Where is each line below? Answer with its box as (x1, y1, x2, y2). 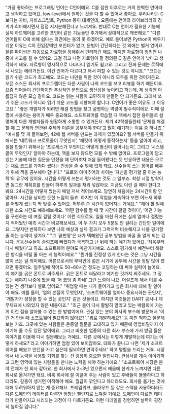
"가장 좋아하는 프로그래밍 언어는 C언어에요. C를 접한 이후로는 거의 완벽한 (5, 5, 149, 10)
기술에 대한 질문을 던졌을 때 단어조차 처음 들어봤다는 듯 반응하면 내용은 (14, 157, 154, 162)
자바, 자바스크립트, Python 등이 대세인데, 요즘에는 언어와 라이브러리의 (18, 17, 157, 23)
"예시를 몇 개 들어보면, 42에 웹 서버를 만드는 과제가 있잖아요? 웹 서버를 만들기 (5, 131, 158, 137)
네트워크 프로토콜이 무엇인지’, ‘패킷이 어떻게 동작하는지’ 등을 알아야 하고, (20, 137, 162, 143)
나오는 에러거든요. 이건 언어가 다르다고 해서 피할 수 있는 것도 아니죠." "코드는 (10, 68, 162, 73)
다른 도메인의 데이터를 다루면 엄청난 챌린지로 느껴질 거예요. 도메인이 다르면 (5, 391, 153, 397)
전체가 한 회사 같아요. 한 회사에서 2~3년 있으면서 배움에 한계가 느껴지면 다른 (10, 365, 161, 371)
